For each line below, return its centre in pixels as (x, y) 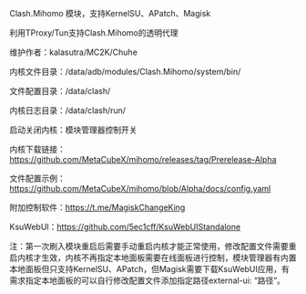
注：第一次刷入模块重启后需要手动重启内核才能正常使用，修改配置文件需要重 (153, 246)
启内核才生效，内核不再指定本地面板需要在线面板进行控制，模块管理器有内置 (153, 257)
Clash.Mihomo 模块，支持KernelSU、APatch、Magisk (110, 13)
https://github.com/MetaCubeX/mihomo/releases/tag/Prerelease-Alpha (143, 159)
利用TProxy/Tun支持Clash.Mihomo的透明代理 (94, 33)
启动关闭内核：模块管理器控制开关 (73, 130)
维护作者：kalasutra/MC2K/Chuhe (74, 52)
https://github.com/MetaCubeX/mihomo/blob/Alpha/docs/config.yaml (140, 189)
